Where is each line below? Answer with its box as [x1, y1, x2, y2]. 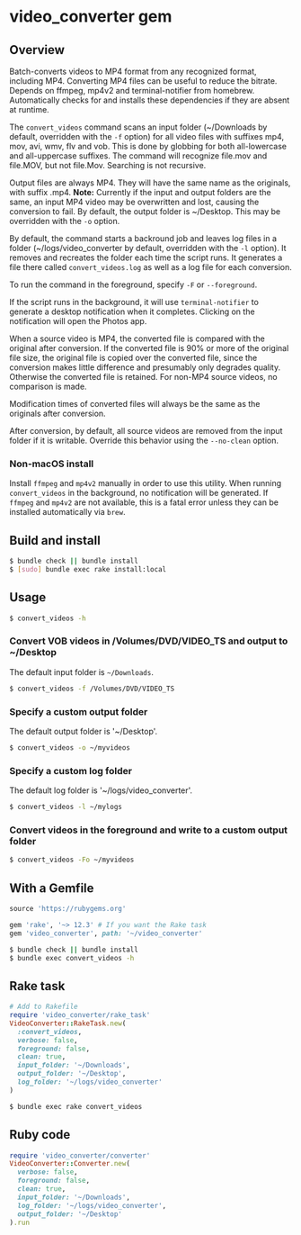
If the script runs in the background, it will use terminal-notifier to [9, 297, 259, 307]
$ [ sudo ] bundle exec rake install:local [9, 564, 167, 573]
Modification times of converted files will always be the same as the [9, 399, 261, 409]
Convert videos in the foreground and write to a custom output [9, 824, 288, 836]
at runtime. [9, 104, 49, 114]
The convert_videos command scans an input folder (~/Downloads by [9, 122, 268, 132]
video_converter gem [9, 6, 173, 27]
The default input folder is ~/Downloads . [9, 666, 155, 677]
